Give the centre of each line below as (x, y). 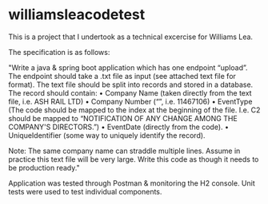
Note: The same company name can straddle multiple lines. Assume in (124, 151)
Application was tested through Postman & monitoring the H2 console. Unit (132, 183)
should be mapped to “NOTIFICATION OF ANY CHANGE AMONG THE (123, 118)
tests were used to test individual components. (85, 191)
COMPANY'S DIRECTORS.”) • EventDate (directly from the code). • (119, 127)
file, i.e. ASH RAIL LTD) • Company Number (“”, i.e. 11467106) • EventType (130, 101)
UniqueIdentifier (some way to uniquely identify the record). (107, 135)
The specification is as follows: (59, 52)
